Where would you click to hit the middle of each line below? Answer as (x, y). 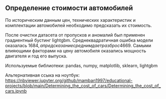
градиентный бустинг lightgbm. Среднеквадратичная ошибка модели (79, 40)
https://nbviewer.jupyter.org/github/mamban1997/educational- (69, 80)
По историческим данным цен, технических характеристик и (70, 20)
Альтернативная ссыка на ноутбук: (42, 75)
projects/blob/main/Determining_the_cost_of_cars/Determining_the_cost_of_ (83, 86)
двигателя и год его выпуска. (36, 56)
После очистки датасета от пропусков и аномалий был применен (75, 35)
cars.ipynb (16, 91)
